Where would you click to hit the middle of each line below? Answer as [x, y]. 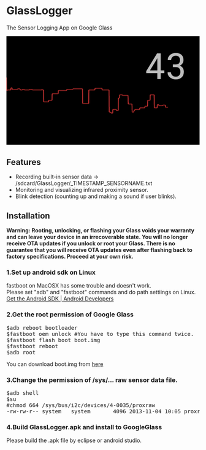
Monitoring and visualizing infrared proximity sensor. [82, 190]
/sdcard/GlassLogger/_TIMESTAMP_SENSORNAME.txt [84, 183]
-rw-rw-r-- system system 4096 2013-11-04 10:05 [94, 411]
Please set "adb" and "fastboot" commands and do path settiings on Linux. [101, 292]
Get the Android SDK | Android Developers [60, 299]
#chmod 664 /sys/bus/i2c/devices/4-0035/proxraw [81, 405]
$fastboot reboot [32, 346]
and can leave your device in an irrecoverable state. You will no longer [97, 237]
